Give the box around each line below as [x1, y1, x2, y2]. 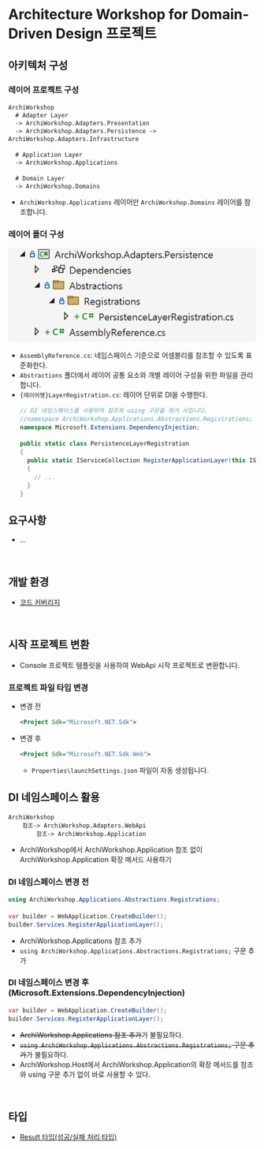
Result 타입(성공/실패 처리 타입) [19, 1132, 117, 1142]
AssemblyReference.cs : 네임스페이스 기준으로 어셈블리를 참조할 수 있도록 [19, 350, 244, 360]
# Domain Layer [15, 174, 65, 182]
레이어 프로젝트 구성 [8, 84, 80, 95]
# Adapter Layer [15, 111, 69, 119]
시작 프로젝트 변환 [8, 638, 90, 651]
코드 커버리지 [19, 598, 61, 607]
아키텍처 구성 [8, 58, 69, 72]
